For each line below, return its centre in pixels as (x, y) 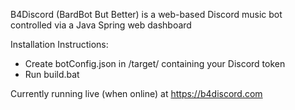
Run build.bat (52, 74)
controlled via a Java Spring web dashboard (101, 25)
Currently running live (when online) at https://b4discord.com (136, 93)
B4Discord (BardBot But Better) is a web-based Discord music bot (146, 14)
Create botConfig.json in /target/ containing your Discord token (155, 63)
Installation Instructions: (59, 44)
